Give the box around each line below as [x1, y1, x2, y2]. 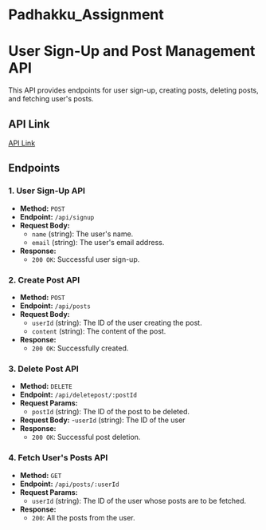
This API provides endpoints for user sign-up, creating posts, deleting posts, [8, 85, 259, 95]
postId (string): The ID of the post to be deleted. [31, 407, 190, 417]
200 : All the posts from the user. [31, 512, 135, 522]
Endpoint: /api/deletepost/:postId [19, 390, 138, 400]
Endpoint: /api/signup [19, 212, 95, 221]
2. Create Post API [8, 274, 80, 285]
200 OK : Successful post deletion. [31, 433, 141, 442]
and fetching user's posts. [8, 94, 94, 104]
